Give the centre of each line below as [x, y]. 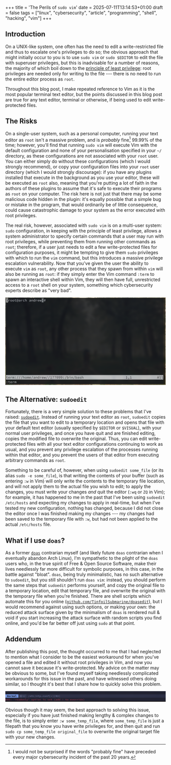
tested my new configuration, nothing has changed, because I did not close [84, 508]
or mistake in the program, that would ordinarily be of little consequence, [82, 205]
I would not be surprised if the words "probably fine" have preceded [84, 751]
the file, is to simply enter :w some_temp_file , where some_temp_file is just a [85, 721]
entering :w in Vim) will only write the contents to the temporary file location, [85, 481]
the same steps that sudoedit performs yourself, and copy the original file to [85, 585]
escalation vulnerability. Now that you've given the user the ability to [77, 263]
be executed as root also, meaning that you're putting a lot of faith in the [81, 183]
